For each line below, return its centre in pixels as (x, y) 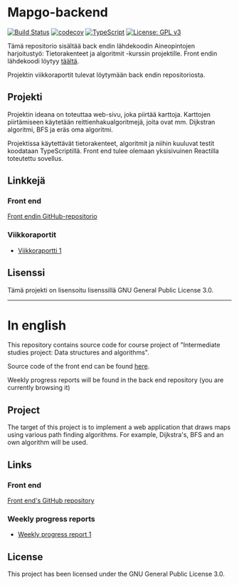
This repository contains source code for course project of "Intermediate (114, 345)
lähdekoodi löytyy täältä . (43, 60)
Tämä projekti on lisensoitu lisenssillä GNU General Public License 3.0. (111, 290)
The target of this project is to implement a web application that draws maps (119, 427)
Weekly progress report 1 (54, 534)
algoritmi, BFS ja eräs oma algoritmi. (60, 130)
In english (37, 325)
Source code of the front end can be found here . (79, 367)
